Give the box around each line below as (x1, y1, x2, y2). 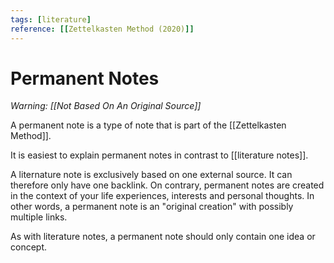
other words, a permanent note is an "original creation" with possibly (10, 201, 294, 213)
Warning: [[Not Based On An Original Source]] (10, 100, 202, 112)
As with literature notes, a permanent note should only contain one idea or (10, 231, 316, 243)
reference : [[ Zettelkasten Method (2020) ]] (10, 24, 195, 34)
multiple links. (10, 211, 68, 223)
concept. (10, 241, 48, 253)
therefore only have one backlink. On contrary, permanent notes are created (10, 179, 325, 191)
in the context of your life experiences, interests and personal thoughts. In (10, 190, 315, 202)
